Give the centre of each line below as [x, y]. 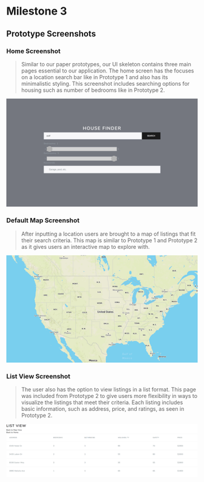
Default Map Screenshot [43, 220]
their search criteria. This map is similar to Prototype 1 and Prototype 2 [109, 240]
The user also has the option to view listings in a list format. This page [108, 389]
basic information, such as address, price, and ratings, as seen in [103, 409]
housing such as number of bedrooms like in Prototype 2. [93, 90]
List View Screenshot [39, 377]
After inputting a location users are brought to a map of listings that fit [108, 234]
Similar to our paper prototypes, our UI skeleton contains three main [106, 64]
